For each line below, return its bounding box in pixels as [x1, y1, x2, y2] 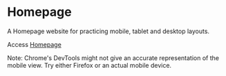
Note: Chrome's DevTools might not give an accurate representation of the [7, 53, 220, 62]
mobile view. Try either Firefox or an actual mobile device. [7, 61, 171, 69]
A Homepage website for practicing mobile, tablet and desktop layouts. [7, 27, 209, 35]
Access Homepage [7, 40, 62, 48]
